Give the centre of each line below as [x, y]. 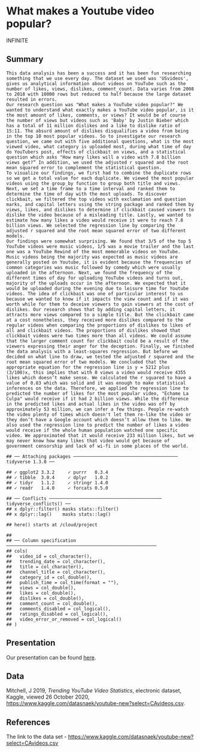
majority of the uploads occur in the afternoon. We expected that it [96, 283]
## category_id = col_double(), [49, 577]
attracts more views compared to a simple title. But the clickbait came [100, 314]
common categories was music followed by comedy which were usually [93, 267]
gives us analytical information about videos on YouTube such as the [96, 83]
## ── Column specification [41, 540]
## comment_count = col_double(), [52, 603]
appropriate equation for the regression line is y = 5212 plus [88, 367]
